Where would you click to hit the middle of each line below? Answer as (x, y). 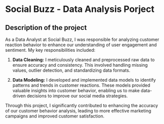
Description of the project (46, 28)
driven (19, 96)
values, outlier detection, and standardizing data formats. (71, 70)
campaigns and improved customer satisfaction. (55, 116)
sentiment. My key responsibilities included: (50, 50)
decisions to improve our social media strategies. (77, 96)
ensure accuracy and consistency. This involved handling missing (80, 65)
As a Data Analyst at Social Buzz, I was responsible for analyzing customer (82, 39)
